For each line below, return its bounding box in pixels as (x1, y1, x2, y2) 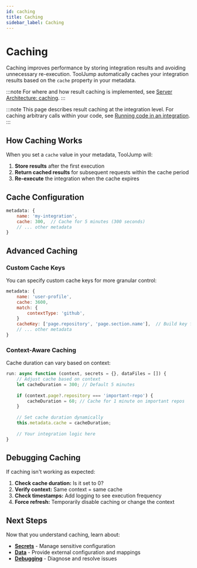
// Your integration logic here (16, 431, 96, 437)
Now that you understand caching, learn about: (6, 531, 120, 539)
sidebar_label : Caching (6, 19, 64, 25)
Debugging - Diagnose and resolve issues (14, 555, 117, 562)
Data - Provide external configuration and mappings (14, 549, 141, 556)
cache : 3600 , (16, 299, 49, 305)
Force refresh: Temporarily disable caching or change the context (14, 499, 175, 506)
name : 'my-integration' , (16, 213, 77, 219)
